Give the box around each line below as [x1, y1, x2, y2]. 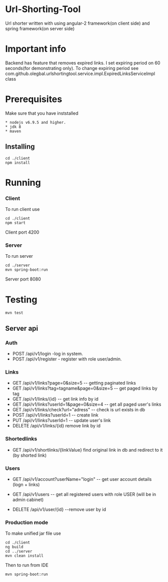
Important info [5, 43, 66, 55]
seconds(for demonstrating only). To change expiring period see [5, 65, 139, 71]
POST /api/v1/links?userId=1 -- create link [12, 412, 99, 418]
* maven [5, 128, 22, 134]
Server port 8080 [5, 276, 41, 282]
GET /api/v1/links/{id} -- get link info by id [12, 396, 99, 402]
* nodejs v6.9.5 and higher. [5, 120, 66, 125]
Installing [5, 142, 35, 151]
